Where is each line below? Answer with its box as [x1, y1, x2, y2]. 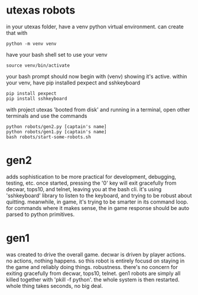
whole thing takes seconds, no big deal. [6, 282, 103, 289]
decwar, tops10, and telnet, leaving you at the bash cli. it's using [6, 185, 162, 192]
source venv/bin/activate [6, 63, 70, 68]
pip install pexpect [6, 90, 57, 96]
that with [6, 29, 28, 36]
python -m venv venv [6, 41, 57, 47]
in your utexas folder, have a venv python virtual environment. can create [6, 23, 184, 30]
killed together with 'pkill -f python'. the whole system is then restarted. [6, 276, 180, 283]
